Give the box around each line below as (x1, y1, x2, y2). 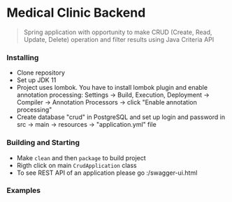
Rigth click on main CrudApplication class (16, 161, 137, 169)
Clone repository (16, 68, 66, 77)
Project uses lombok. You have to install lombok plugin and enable (16, 84, 208, 92)
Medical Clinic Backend (6, 5, 146, 21)
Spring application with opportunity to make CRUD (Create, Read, (23, 28, 212, 36)
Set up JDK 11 (16, 76, 57, 84)
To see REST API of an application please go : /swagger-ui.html (16, 169, 198, 177)
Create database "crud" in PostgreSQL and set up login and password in (16, 113, 225, 121)
